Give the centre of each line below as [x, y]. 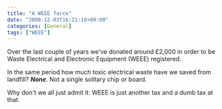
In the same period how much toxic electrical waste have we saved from [109, 72]
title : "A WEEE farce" [39, 13]
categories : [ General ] [39, 26]
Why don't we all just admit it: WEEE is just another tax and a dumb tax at [110, 93]
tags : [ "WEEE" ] [29, 32]
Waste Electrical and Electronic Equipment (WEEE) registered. [94, 59]
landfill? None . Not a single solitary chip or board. [77, 80]
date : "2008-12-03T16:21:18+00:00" [58, 20]
